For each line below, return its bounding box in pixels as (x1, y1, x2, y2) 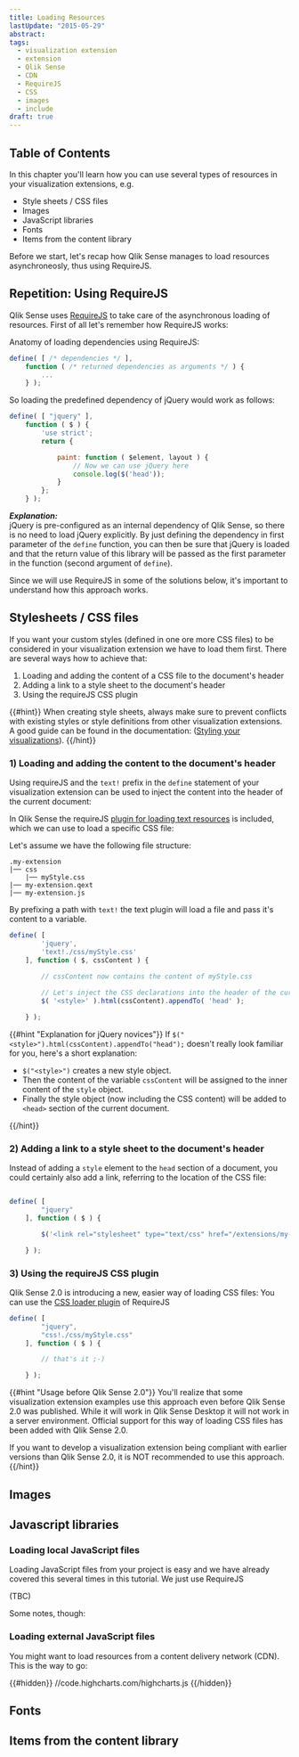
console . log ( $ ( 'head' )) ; (72, 470, 166, 478)
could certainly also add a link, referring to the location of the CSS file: (9, 1173, 267, 1183)
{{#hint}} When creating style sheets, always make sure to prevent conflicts (9, 706, 287, 717)
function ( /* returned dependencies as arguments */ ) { (25, 362, 245, 371)
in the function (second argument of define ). (9, 558, 174, 568)
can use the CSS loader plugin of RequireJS (9, 1296, 171, 1307)
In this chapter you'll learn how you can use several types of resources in (9, 168, 278, 179)
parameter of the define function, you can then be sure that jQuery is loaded (9, 539, 290, 549)
